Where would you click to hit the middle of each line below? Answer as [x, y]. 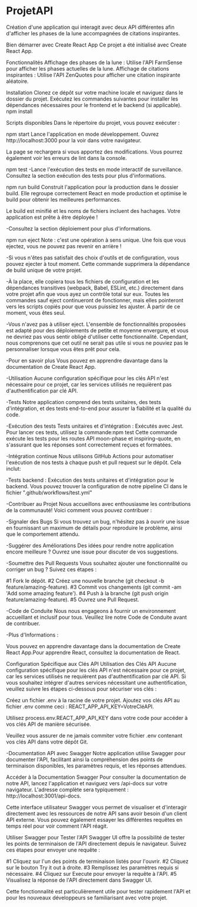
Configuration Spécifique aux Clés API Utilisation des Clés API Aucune [91, 663]
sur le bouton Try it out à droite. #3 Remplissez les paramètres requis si [93, 867]
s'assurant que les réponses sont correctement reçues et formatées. [89, 445]
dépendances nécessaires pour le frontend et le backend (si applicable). [94, 105]
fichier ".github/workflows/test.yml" [49, 492]
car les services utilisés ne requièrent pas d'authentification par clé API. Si [96, 676]
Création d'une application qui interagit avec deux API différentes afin [90, 27]
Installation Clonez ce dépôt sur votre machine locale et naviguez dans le [95, 92]
